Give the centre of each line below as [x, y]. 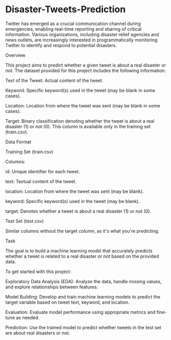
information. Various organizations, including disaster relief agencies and [82, 34]
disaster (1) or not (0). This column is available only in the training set [78, 126]
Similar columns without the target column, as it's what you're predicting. [82, 231]
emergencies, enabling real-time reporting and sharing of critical [73, 29]
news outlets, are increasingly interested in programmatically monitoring [81, 40]
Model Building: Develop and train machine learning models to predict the [83, 297]
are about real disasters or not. [38, 333]
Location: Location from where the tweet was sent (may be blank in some [83, 105]
